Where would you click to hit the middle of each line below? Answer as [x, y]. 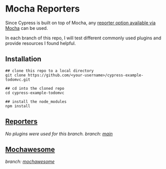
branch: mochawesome [30, 161]
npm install [18, 106]
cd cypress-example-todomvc [35, 93]
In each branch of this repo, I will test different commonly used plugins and [83, 38]
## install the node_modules [36, 101]
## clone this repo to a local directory [50, 71]
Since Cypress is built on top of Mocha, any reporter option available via [80, 23]
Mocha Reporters [43, 9]
